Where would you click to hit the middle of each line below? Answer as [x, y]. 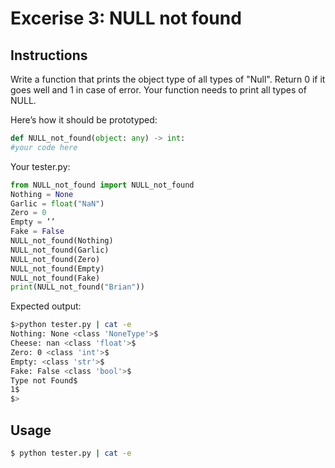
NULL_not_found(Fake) [55, 278]
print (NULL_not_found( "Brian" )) [77, 287]
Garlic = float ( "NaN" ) [57, 203]
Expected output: [46, 306]
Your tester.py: [40, 166]
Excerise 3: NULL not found [126, 18]
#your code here [44, 147]
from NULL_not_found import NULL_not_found [102, 185]
